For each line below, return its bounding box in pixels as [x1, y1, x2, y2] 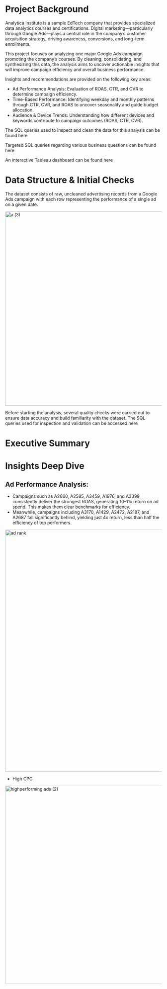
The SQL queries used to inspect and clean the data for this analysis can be [5, 127, 161, 133]
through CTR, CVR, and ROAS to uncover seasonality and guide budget [12, 101, 159, 107]
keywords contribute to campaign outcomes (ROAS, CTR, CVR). [12, 117, 143, 123]
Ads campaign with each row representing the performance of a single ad [5, 196, 157, 202]
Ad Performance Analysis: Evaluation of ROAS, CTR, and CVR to [12, 86, 144, 91]
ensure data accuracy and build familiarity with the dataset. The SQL [5, 415, 146, 421]
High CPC [12, 776, 33, 782]
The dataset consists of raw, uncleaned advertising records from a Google [5, 190, 158, 197]
